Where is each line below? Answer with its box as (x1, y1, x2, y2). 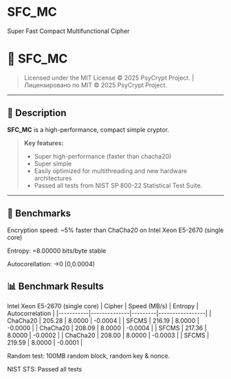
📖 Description (7, 107, 67, 119)
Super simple (34, 159, 72, 168)
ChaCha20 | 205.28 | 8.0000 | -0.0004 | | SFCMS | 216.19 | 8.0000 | (7, 317, 199, 325)
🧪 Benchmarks (7, 207, 71, 220)
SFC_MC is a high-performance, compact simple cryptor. (7, 125, 170, 134)
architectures (34, 174, 72, 182)
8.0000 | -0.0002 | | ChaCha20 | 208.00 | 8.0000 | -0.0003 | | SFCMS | (7, 331, 210, 340)
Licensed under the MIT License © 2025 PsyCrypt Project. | (23, 73, 195, 82)
